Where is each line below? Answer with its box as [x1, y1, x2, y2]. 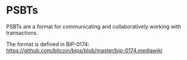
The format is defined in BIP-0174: [6, 41, 90, 48]
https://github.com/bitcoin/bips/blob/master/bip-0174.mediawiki [6, 46, 163, 54]
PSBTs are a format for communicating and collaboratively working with [6, 23, 182, 30]
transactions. [6, 29, 39, 36]
